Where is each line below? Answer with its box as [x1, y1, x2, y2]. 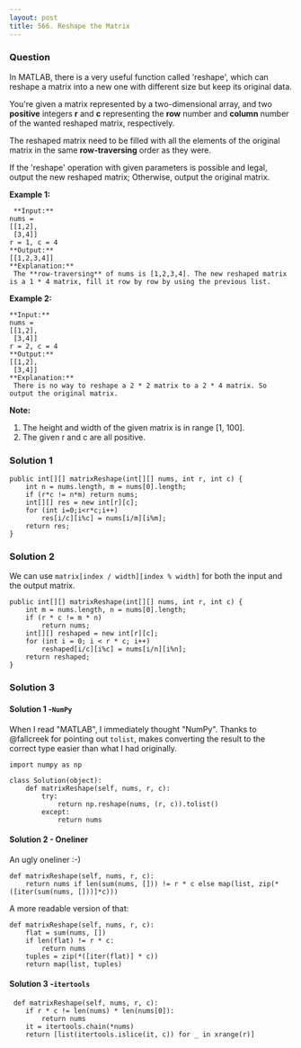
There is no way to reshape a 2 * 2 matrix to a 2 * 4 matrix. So [13, 381, 268, 390]
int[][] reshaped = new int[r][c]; [25, 629, 159, 638]
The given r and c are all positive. [22, 431, 146, 442]
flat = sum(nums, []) [25, 928, 106, 937]
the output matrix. [9, 581, 75, 591]
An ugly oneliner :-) [9, 854, 81, 865]
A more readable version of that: [9, 902, 129, 913]
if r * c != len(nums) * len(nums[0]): [25, 1006, 175, 1016]
